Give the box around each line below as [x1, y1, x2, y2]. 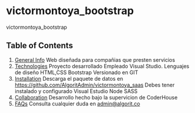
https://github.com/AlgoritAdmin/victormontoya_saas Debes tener [14, 81, 175, 88]
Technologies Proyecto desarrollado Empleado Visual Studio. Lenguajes [14, 62, 190, 69]
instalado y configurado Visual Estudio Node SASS [14, 87, 138, 95]
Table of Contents [6, 41, 74, 51]
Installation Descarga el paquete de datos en [14, 75, 124, 82]
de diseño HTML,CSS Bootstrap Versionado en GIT [14, 69, 138, 76]
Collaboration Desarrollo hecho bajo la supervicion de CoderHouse [14, 94, 178, 101]
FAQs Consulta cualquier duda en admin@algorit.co [14, 100, 140, 107]
